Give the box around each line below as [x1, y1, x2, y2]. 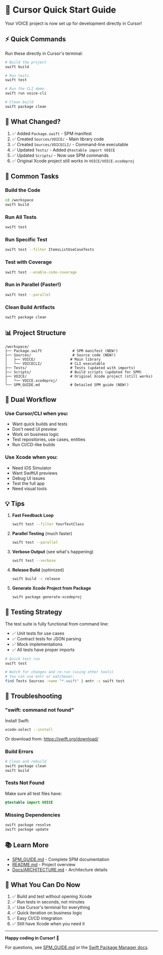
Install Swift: [5, 718, 30, 723]
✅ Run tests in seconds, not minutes [12, 899, 85, 905]
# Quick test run [5, 656, 40, 661]
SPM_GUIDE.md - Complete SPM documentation [12, 856, 110, 862]
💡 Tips [5, 500, 25, 508]
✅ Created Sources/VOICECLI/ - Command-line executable [12, 141, 129, 147]
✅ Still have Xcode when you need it [12, 921, 85, 927]
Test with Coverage [5, 259, 52, 266]
